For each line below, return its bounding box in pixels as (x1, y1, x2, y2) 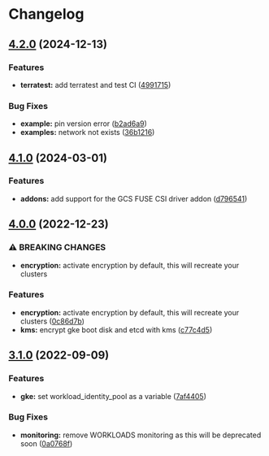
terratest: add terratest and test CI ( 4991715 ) (20, 80, 171, 89)
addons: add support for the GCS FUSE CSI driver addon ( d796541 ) (20, 193, 248, 203)
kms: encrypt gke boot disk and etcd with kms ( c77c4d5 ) (20, 324, 213, 334)
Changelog (8, 5, 85, 24)
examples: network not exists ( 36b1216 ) (20, 128, 155, 137)
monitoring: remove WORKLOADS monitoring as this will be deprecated (20, 430, 262, 440)
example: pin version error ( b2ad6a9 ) (20, 119, 148, 128)
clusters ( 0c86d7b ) (20, 316, 85, 326)
